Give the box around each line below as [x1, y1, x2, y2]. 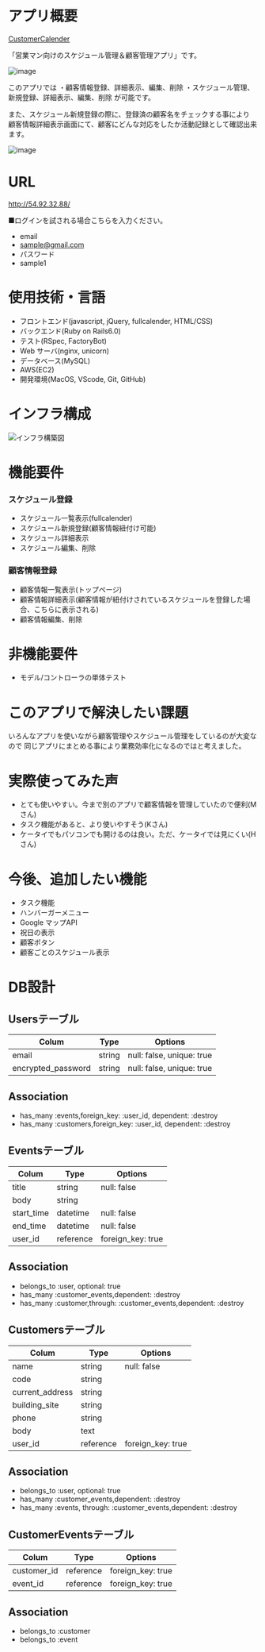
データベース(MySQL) [19, 356, 91, 365]
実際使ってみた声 [8, 772, 119, 790]
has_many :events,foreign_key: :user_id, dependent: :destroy [19, 1111, 218, 1120]
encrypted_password [12, 1063, 91, 1074]
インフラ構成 [8, 406, 92, 423]
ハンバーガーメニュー [19, 908, 89, 918]
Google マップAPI [19, 918, 78, 927]
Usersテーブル [8, 1012, 79, 1026]
